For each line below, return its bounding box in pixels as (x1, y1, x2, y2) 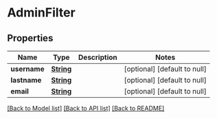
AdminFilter (7, 5, 76, 21)
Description (78, 53, 118, 62)
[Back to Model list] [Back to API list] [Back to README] (7, 105, 165, 112)
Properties (7, 32, 54, 44)
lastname (10, 76, 42, 85)
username (10, 64, 45, 74)
